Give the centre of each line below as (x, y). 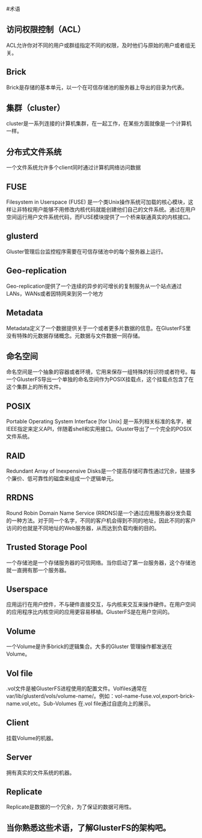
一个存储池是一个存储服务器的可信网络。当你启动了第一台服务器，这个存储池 (101, 562)
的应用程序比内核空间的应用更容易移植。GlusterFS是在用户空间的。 (90, 612)
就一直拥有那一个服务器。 (38, 570)
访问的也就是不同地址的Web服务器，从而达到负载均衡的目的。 (83, 528)
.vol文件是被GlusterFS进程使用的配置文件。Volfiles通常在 (77, 688)
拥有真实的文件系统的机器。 (41, 772)
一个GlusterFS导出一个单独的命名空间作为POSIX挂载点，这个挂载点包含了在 (100, 379)
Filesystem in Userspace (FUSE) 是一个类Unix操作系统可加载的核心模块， (97, 202)
